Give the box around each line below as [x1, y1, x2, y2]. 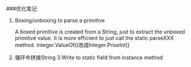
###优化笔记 [6, 5, 37, 12]
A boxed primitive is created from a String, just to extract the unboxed [14, 28, 186, 35]
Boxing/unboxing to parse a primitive [14, 17, 105, 24]
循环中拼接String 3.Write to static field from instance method [14, 54, 163, 61]
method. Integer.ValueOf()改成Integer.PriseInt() [14, 42, 130, 48]
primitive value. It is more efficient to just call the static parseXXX [14, 35, 174, 41]
